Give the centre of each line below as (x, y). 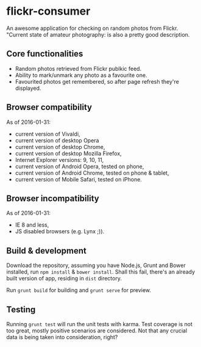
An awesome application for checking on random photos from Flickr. (92, 28)
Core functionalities (45, 54)
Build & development (46, 251)
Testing (21, 309)
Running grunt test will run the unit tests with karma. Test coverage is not (100, 324)
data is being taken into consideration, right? (62, 337)
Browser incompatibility (53, 198)
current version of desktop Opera (57, 140)
